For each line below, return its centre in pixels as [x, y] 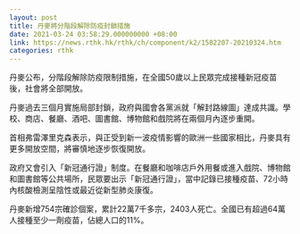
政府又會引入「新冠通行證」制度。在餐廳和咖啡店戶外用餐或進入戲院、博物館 [150, 168]
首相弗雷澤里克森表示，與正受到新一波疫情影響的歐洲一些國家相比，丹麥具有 [150, 138]
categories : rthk [42, 51]
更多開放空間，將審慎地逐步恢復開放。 [79, 149]
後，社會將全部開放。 [48, 88]
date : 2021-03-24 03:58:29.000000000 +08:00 [93, 34]
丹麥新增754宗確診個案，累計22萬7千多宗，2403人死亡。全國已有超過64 [144, 209]
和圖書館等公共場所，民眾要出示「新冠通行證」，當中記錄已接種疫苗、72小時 [149, 179]
